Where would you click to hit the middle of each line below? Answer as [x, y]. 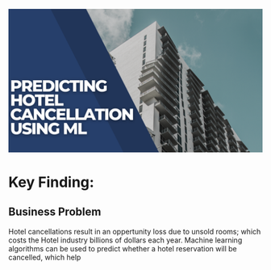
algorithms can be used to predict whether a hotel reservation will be [123, 248]
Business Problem [55, 212]
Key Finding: [51, 182]
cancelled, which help [45, 257]
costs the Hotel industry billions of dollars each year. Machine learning [125, 240]
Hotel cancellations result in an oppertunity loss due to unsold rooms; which [135, 231]
